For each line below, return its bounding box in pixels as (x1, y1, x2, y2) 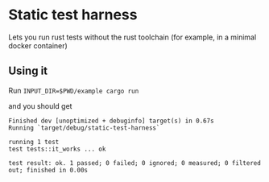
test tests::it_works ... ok (8, 145, 106, 153)
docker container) (8, 40, 68, 50)
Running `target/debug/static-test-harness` (8, 123, 160, 132)
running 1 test (8, 138, 60, 146)
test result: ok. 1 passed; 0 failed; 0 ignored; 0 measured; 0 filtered (8, 159, 262, 167)
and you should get (8, 101, 72, 110)
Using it (8, 64, 48, 78)
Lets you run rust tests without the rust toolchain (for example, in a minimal (8, 32, 257, 42)
